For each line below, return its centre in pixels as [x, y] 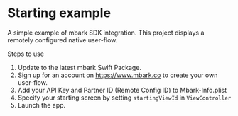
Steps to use [26, 54]
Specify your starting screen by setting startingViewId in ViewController [124, 98]
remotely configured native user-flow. [63, 40]
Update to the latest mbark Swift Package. [80, 67]
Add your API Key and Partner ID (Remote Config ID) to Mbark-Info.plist [122, 90]
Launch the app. [42, 105]
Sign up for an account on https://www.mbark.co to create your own [118, 75]
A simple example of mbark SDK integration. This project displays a [106, 33]
